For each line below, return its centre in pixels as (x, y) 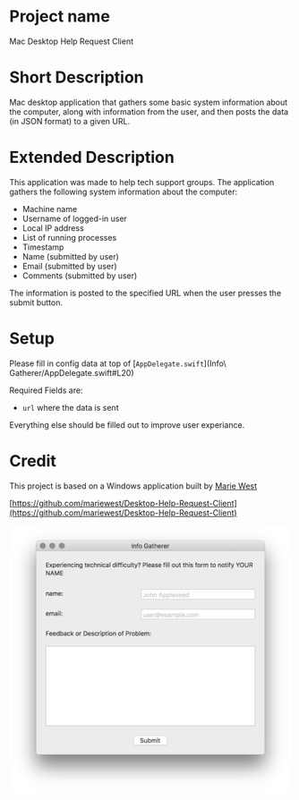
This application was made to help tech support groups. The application (142, 182)
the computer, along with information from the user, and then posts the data (149, 111)
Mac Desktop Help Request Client (72, 41)
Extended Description (92, 157)
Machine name (50, 209)
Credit (33, 460)
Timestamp (43, 247)
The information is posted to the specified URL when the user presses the (145, 293)
